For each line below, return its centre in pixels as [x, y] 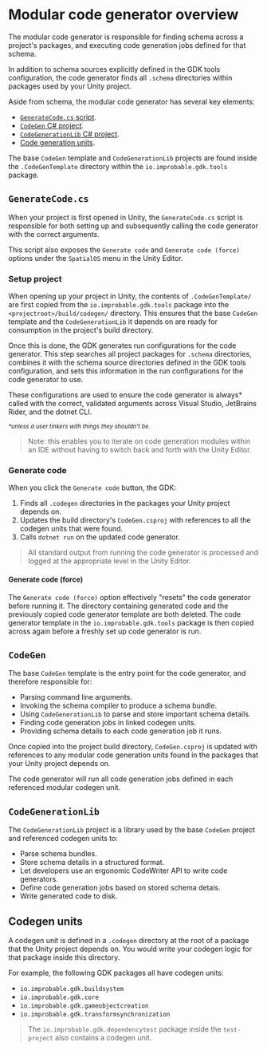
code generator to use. [46, 380]
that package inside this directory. [64, 957]
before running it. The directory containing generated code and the [118, 606]
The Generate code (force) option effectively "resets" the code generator [130, 597]
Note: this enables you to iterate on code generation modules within [139, 441]
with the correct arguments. [54, 234]
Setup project [35, 278]
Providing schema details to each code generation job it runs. [120, 731]
